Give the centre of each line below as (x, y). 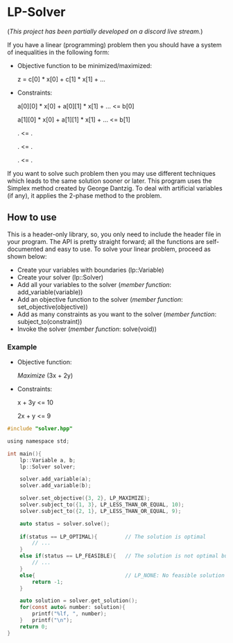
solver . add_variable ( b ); (55, 486)
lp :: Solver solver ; (48, 466)
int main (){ (24, 454)
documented (25, 249)
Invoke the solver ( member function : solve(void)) (87, 329)
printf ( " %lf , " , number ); (70, 614)
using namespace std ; (38, 441)
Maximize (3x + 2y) (45, 375)
